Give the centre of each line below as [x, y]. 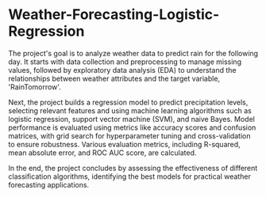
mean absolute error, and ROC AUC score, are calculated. [102, 153]
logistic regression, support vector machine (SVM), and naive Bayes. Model [132, 119]
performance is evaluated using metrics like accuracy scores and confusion [132, 127]
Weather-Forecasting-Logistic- [114, 15]
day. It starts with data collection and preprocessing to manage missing [125, 62]
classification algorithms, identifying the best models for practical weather [130, 176]
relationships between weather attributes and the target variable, [114, 78]
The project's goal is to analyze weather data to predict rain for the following [133, 53]
